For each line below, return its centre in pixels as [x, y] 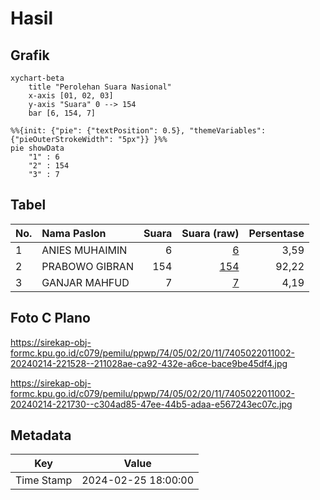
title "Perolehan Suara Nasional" [100, 87]
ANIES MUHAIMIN [84, 250]
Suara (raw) [210, 233]
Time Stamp [44, 480]
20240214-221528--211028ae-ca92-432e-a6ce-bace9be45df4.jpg [149, 363]
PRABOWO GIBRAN [87, 266]
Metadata [41, 435]
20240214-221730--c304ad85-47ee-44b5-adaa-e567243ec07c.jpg [151, 404]
